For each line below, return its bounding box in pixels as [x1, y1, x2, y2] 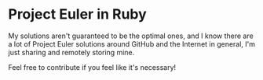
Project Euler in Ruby [8, 5, 147, 23]
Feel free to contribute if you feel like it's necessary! [8, 62, 177, 71]
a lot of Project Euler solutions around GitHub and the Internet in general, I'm [8, 39, 256, 48]
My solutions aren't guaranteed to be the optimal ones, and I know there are [8, 31, 254, 40]
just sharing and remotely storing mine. [8, 47, 135, 57]
